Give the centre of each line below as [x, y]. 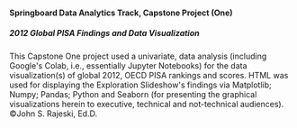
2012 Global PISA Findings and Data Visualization [104, 33]
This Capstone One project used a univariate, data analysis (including [138, 56]
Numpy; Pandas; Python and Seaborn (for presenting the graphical [133, 94]
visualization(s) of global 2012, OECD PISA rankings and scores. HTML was [149, 75]
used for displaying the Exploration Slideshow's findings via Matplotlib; [140, 85]
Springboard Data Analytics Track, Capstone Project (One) [121, 13]
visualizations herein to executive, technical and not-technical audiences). [147, 104]
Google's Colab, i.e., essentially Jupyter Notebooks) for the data [128, 65]
